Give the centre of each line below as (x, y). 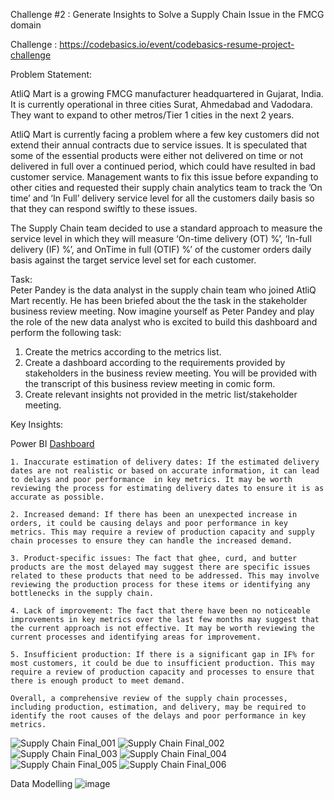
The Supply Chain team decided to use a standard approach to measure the (166, 228)
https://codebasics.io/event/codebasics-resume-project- (177, 44)
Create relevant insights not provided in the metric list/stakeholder (161, 394)
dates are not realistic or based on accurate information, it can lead (165, 471)
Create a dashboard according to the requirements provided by (155, 362)
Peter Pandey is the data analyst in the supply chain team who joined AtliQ (163, 290)
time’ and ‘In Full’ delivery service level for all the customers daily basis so (162, 198)
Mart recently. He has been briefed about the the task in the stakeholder (159, 300)
